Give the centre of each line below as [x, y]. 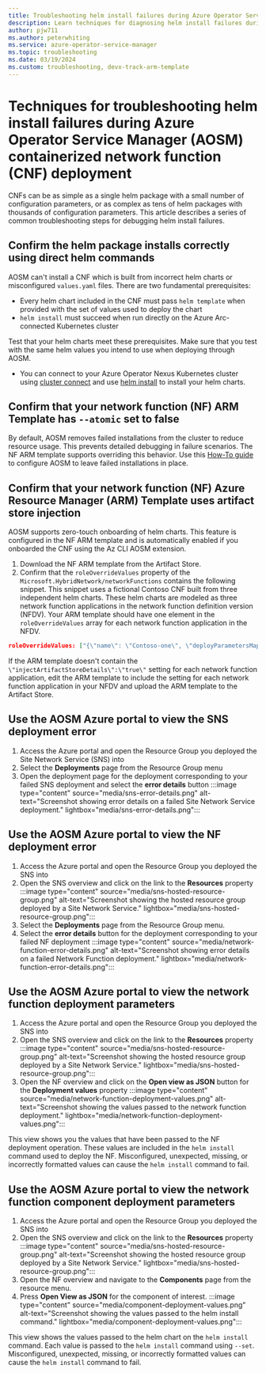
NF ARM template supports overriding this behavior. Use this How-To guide [131, 455]
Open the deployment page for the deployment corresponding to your [133, 776]
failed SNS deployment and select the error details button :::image [128, 784]
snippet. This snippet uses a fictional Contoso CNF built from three [128, 590]
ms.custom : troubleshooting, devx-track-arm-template [99, 67]
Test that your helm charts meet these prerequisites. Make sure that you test [133, 341]
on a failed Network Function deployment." [89, 958]
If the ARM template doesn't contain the [73, 661]
